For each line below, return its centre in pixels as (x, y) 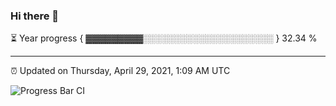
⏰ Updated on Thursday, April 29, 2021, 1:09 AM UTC (120, 71)
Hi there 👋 (35, 16)
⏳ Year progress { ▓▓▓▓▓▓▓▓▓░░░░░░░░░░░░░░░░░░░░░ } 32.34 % (164, 38)
